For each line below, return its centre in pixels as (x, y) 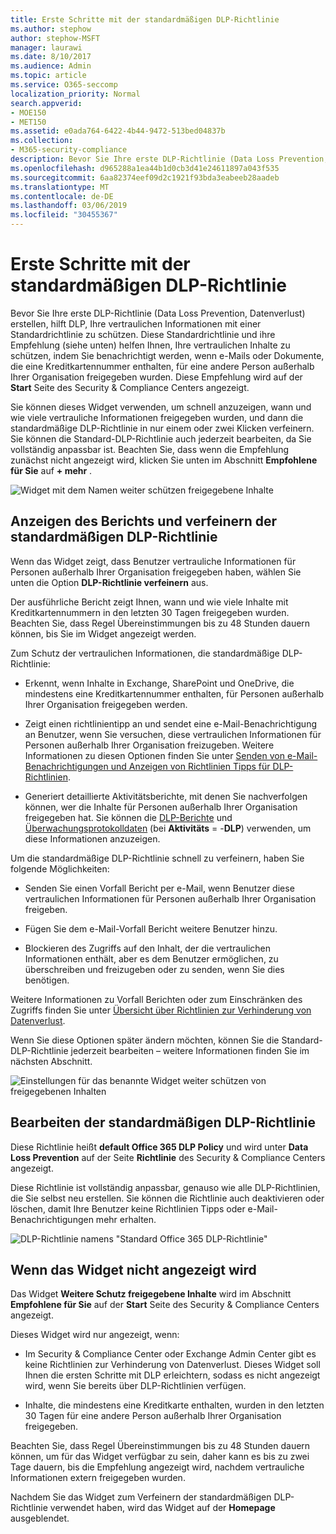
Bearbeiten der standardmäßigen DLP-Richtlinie (163, 1122)
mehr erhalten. (126, 1219)
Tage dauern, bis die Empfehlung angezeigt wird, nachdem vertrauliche (157, 1467)
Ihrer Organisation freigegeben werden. (106, 704)
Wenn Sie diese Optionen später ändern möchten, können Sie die (145, 1040)
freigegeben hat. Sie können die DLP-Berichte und (128, 817)
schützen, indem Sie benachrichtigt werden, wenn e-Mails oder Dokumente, (167, 355)
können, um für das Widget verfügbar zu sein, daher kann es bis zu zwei (160, 1457)
